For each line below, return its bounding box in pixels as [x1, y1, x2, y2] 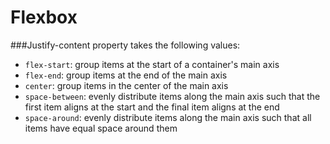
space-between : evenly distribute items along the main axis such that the [24, 90, 321, 102]
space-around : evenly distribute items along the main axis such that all [24, 111, 312, 123]
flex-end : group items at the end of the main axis [24, 69, 228, 81]
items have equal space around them [24, 122, 178, 134]
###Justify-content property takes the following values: [10, 39, 241, 51]
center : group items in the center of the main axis [24, 79, 229, 91]
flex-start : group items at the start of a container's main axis [24, 58, 280, 70]
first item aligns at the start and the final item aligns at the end [24, 101, 280, 113]
